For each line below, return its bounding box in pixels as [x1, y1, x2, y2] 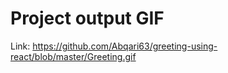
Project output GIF [10, 7, 165, 30]
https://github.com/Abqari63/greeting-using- [32, 40, 218, 52]
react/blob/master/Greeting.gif [10, 50, 137, 62]
